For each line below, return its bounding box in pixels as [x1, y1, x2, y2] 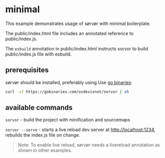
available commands [5, 103, 73, 112]
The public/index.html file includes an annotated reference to [5, 30, 134, 36]
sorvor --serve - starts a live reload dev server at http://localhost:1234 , [5, 126, 156, 133]
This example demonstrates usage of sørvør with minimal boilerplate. [5, 20, 151, 27]
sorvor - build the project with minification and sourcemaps [5, 117, 130, 123]
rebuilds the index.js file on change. [5, 132, 81, 138]
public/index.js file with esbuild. [5, 51, 72, 57]
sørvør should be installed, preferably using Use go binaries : [5, 79, 133, 85]
